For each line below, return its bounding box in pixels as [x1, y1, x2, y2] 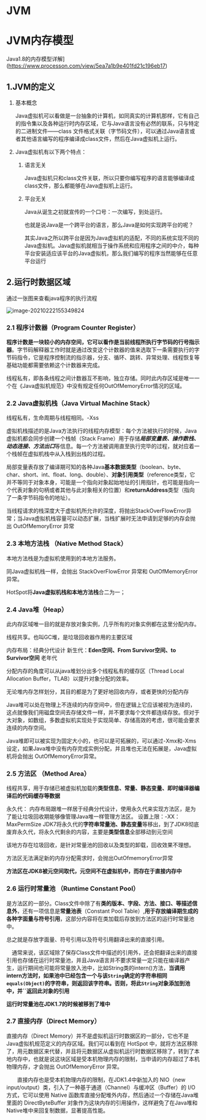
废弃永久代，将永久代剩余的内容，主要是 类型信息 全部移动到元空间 [6, 828, 173, 836]
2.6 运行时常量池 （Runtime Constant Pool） [6, 885, 140, 893]
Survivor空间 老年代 [6, 654, 58, 661]
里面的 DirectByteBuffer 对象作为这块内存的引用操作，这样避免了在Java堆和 [6, 1098, 198, 1106]
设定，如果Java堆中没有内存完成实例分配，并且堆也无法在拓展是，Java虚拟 [6, 744, 197, 752]
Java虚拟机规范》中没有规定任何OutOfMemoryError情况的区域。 [22, 382, 186, 390]
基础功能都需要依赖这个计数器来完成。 [6, 361, 103, 369]
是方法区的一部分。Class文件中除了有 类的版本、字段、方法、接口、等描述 [6, 899, 193, 907]
